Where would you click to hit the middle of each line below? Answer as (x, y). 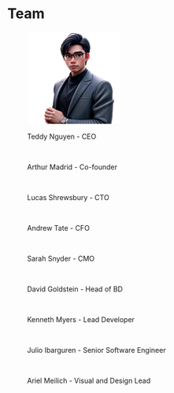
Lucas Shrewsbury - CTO (68, 197)
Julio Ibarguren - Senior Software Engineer (96, 350)
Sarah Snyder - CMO (61, 258)
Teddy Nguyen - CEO (62, 136)
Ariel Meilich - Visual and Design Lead (89, 380)
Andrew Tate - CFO (58, 228)
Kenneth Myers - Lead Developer (81, 319)
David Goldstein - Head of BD (75, 289)
